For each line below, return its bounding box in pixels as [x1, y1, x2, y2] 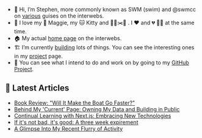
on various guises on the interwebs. [13, 12, 104, 19]
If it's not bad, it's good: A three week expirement [13, 119, 139, 126]
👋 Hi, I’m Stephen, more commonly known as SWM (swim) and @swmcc [13, 6, 196, 13]
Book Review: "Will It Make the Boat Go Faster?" [13, 99, 135, 106]
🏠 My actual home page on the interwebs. [13, 35, 122, 42]
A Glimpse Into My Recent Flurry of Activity [13, 125, 123, 132]
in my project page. [13, 52, 63, 60]
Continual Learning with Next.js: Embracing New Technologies [13, 112, 171, 119]
